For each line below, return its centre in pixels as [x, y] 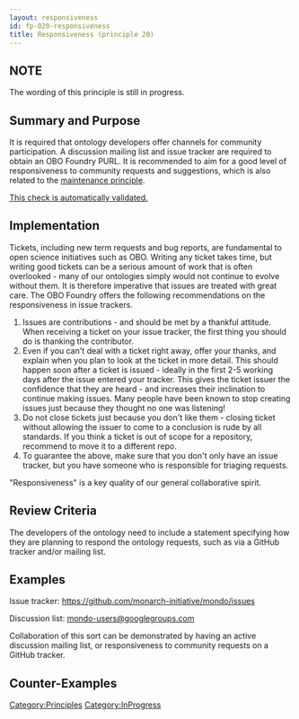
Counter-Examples [63, 683]
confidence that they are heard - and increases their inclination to [144, 389]
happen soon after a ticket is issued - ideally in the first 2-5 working [148, 370]
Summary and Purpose [75, 121]
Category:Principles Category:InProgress [85, 705]
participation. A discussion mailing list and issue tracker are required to [141, 152]
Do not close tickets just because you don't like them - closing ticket [149, 417]
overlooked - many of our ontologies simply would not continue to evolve [145, 276]
